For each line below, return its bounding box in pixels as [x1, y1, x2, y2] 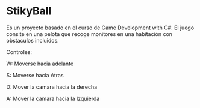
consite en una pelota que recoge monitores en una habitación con [6, 30, 173, 37]
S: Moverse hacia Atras [6, 71, 64, 79]
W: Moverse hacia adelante [6, 60, 74, 67]
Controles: [6, 48, 32, 55]
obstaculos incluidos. [6, 37, 59, 44]
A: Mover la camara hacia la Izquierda [6, 95, 100, 102]
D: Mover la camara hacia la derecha [6, 83, 98, 91]
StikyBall [6, 4, 52, 18]
